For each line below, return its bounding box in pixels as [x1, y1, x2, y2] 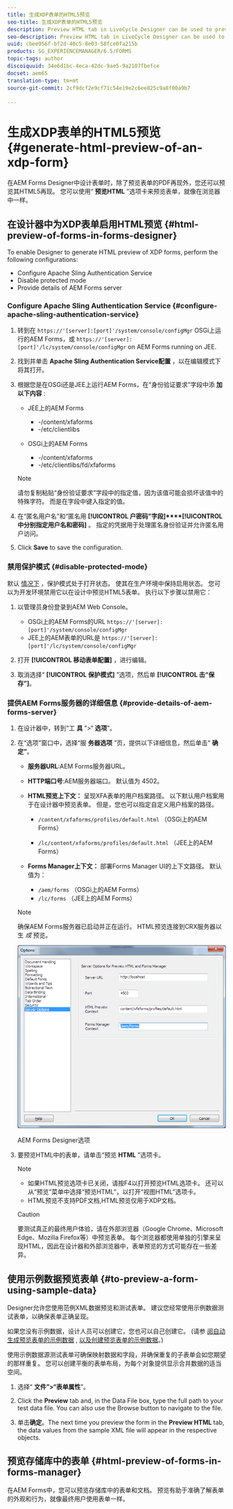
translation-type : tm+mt [7, 77, 79, 84]
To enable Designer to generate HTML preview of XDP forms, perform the [7, 248, 218, 256]
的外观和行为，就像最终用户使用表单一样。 [7, 1494, 129, 1503]
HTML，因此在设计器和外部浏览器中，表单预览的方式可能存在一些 [23, 1242, 212, 1251]
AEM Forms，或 [29, 335, 75, 343]
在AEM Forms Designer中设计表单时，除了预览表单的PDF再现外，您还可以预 [7, 179, 225, 187]
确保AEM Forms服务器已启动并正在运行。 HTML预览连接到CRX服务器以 [17, 922, 222, 930]
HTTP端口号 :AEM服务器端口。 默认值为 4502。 [27, 777, 164, 785]
